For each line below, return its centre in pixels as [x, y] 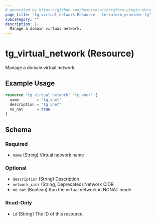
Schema [18, 129]
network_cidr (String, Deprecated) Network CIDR [63, 184]
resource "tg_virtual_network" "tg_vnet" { [51, 95]
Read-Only [19, 203]
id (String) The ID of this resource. [48, 214]
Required [17, 144]
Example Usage [30, 84]
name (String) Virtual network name [48, 155]
